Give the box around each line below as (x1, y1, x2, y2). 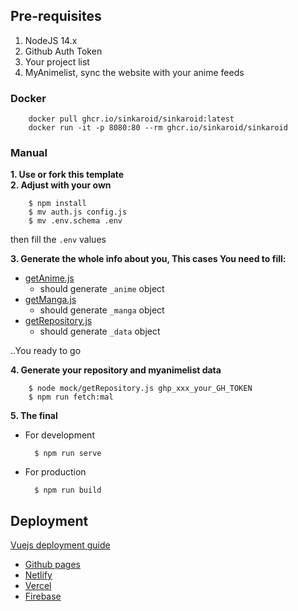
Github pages (24, 559, 81, 571)
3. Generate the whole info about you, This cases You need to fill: (10, 253, 287, 265)
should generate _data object (39, 325, 161, 338)
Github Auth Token (24, 45, 103, 57)
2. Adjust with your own (10, 179, 112, 191)
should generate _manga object (39, 304, 165, 316)
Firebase (24, 590, 62, 603)
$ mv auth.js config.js (28, 207, 128, 218)
